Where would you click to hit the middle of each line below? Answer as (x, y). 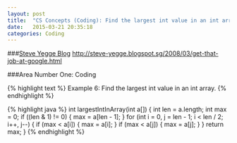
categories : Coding (36, 33)
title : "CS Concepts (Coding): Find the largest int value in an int (113, 20)
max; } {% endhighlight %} (46, 132)
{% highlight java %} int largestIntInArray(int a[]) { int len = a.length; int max (117, 109)
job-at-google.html (35, 61)
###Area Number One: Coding (52, 75)
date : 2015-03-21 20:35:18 (50, 27)
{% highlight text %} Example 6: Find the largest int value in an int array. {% (117, 88)
